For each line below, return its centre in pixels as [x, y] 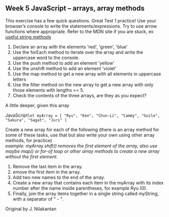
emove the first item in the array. [47, 172]
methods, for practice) [29, 140]
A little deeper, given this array [37, 105]
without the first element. [32, 156]
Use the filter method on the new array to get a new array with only [83, 85]
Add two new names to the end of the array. [59, 177]
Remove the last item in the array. [48, 166]
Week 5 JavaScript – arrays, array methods [75, 8]
